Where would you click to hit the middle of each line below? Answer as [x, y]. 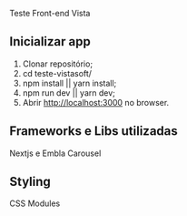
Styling [30, 182]
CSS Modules [35, 203]
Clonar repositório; [58, 64]
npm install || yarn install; [69, 83]
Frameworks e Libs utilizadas [94, 131]
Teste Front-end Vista [50, 13]
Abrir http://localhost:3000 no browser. [96, 102]
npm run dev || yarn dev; [69, 93]
